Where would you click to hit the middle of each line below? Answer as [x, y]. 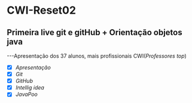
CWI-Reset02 [42, 10]
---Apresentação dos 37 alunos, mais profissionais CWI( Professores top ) [97, 56]
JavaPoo [27, 94]
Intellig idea [30, 88]
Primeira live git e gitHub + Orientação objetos [95, 32]
